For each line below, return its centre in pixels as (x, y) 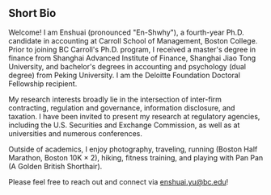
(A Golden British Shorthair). (55, 167)
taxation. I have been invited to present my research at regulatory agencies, (134, 117)
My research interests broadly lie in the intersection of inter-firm (115, 100)
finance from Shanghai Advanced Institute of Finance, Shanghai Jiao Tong (132, 58)
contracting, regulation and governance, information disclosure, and (122, 108)
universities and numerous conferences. (76, 134)
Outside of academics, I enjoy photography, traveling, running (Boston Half (133, 149)
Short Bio (32, 13)
